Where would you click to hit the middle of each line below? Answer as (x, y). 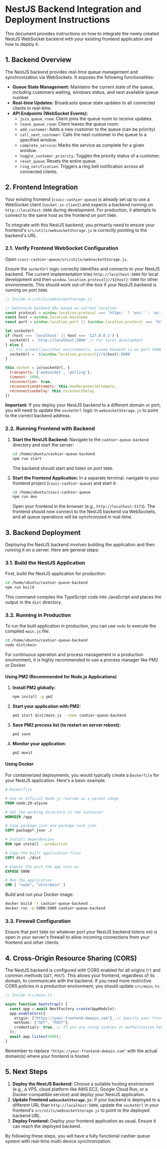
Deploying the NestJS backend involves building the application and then (80, 545)
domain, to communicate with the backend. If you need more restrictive (78, 981)
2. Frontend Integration (42, 187)
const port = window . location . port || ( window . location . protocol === (79, 322)
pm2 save (21, 734)
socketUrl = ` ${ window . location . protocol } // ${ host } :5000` (71, 354)
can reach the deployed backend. (47, 1126)
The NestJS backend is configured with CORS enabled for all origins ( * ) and (83, 970)
